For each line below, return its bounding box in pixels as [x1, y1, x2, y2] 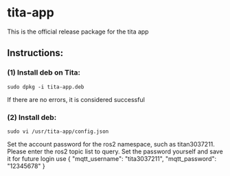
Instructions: [7, 47, 64, 59]
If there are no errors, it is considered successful [7, 95, 146, 103]
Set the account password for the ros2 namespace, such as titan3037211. [7, 140, 215, 148]
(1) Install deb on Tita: [7, 68, 81, 77]
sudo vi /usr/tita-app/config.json [7, 128, 109, 135]
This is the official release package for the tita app [7, 27, 149, 36]
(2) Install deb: [7, 112, 57, 122]
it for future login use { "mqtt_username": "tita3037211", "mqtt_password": [7, 154, 217, 162]
